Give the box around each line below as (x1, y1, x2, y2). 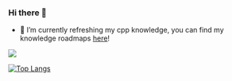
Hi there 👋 (8, 7, 48, 18)
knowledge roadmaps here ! (19, 33, 110, 43)
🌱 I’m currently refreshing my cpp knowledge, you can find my (19, 25, 224, 35)
